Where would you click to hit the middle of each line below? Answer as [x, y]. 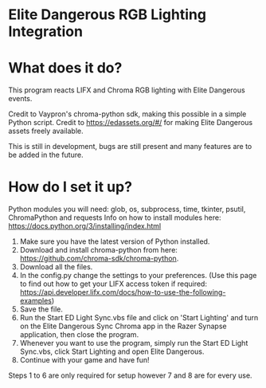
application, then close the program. [79, 335]
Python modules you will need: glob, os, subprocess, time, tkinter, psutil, [127, 210]
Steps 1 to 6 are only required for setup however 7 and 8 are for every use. [130, 375]
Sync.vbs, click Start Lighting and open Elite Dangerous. [112, 351]
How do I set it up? [70, 187]
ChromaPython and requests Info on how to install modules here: [115, 218]
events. [20, 99]
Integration [46, 31]
